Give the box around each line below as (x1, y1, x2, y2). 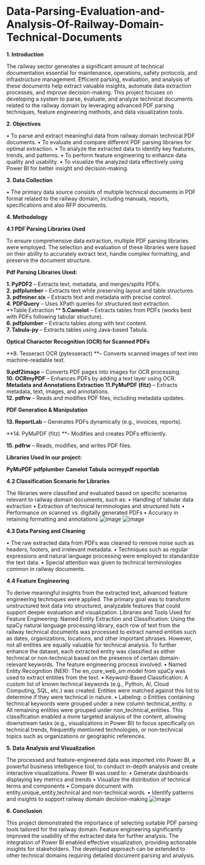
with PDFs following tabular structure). (6, 313, 103, 320)
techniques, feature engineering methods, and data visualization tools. (6, 108, 184, 115)
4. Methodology (6, 213, 48, 220)
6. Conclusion (6, 807, 43, 814)
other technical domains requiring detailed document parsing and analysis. (6, 852, 195, 859)
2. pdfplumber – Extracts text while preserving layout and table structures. (6, 286, 195, 294)
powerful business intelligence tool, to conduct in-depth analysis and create (6, 763, 198, 770)
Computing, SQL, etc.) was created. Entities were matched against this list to (6, 686, 199, 694)
